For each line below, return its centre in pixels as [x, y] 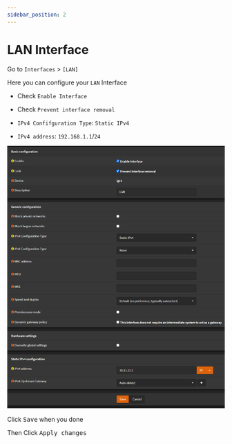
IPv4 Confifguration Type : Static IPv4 [73, 123]
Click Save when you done [46, 420]
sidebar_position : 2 [37, 15]
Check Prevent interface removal [66, 109]
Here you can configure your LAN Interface [67, 82]
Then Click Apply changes [47, 433]
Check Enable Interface [52, 96]
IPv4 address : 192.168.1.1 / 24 [59, 136]
